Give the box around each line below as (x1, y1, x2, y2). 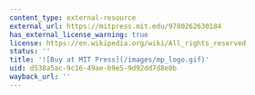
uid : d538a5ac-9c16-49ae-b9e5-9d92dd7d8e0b (9, 64, 178, 73)
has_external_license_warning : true (9, 30, 148, 39)
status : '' (9, 47, 51, 56)
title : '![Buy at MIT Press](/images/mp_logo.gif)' (9, 55, 209, 64)
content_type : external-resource (9, 13, 137, 23)
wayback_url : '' (9, 72, 71, 81)
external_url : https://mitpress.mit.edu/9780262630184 (9, 22, 222, 31)
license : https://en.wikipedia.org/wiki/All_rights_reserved (9, 38, 247, 48)
